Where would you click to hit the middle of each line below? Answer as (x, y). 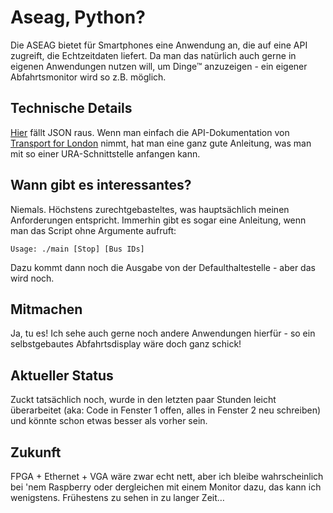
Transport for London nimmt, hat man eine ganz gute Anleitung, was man (161, 143)
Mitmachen (46, 309)
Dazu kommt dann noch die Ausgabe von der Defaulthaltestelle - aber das (163, 267)
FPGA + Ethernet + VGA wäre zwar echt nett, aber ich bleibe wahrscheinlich (167, 476)
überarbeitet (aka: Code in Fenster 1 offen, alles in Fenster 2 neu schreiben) (166, 410)
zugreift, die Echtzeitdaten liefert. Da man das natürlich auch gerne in (153, 55)
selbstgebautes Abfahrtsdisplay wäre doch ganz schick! (126, 344)
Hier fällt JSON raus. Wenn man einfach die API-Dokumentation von (150, 132)
